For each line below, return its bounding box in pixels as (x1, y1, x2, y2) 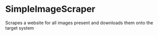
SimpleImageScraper (5, 3, 96, 15)
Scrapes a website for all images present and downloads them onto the (5, 20, 153, 26)
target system (5, 25, 34, 31)
